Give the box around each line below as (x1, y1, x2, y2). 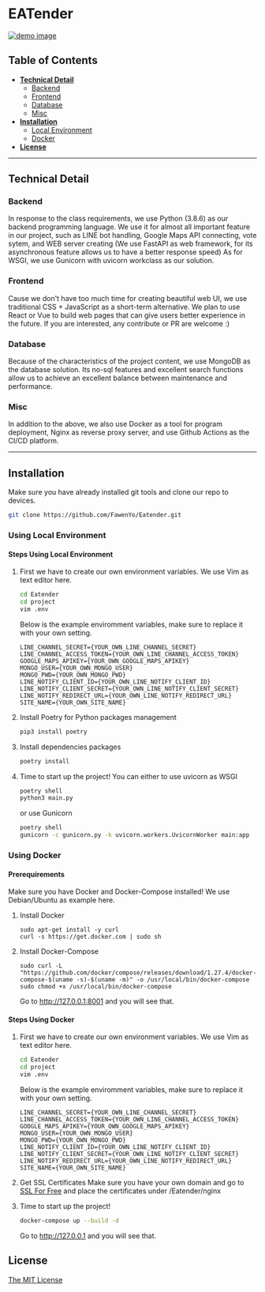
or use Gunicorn (19, 808, 73, 818)
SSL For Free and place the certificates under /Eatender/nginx (19, 1186, 222, 1196)
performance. (8, 382, 53, 391)
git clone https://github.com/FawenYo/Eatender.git (8, 511, 181, 519)
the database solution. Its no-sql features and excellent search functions (8, 365, 244, 375)
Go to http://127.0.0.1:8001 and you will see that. (19, 996, 175, 1006)
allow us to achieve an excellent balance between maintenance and (8, 373, 227, 383)
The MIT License (8, 1275, 63, 1284)
